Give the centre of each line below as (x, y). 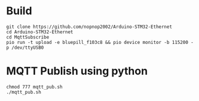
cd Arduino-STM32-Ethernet (40, 32)
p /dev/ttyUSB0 (25, 48)
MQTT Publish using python (77, 71)
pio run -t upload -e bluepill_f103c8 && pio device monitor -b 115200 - (100, 42)
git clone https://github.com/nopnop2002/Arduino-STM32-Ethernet (89, 27)
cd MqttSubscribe (28, 37)
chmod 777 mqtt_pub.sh (34, 87)
